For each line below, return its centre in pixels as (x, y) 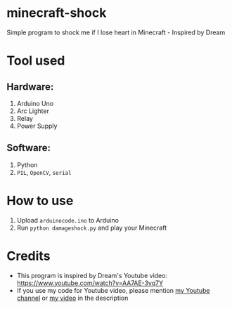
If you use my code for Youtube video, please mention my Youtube (113, 290)
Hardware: (30, 87)
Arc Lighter (33, 111)
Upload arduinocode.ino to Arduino (67, 220)
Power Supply (37, 126)
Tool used (36, 61)
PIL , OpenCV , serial (44, 172)
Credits (28, 256)
